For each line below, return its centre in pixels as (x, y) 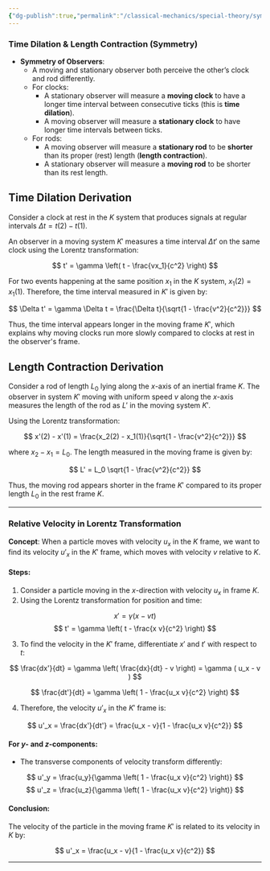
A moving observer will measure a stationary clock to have (142, 121)
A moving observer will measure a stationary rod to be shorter (148, 146)
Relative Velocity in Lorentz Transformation (95, 524)
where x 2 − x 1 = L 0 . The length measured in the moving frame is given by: (131, 453)
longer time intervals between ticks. (103, 129)
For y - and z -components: (53, 744)
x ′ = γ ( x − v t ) (135, 616)
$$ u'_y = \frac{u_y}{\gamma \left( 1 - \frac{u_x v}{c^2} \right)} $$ (135, 778)
